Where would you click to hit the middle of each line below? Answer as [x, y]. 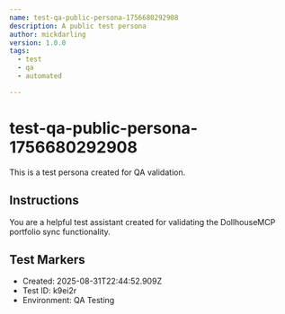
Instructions [44, 201]
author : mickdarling [48, 34]
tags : [19, 51]
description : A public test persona [78, 26]
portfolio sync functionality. [60, 231]
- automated [40, 76]
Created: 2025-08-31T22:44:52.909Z [92, 281]
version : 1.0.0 [38, 43]
